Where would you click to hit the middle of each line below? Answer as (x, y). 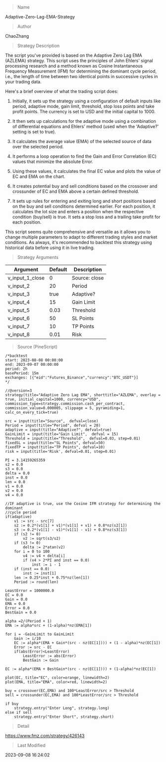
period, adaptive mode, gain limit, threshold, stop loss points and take (83, 106)
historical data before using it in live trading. (50, 248)
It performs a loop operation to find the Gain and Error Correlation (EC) (84, 156)
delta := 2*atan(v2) (44, 547)
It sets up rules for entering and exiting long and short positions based (84, 201)
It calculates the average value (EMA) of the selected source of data (82, 141)
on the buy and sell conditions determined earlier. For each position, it (83, 206)
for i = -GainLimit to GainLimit (40, 634)
